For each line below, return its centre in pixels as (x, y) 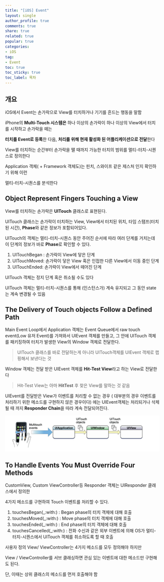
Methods (19, 473)
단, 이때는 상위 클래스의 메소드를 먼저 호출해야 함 (51, 574)
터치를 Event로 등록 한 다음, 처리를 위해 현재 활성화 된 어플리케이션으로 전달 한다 (80, 139)
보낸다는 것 (41, 359)
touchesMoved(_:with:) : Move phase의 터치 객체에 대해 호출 (71, 518)
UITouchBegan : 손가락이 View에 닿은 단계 (53, 254)
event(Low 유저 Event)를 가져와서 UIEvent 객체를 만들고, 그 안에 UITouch (76, 336)
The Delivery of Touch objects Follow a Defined (79, 310)
